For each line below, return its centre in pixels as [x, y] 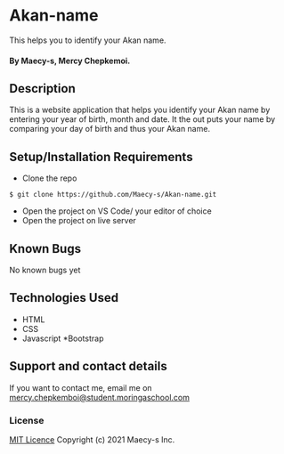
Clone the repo [49, 178]
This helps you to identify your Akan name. [88, 40]
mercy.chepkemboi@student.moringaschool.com [99, 397]
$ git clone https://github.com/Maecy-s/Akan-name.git [113, 195]
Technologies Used [64, 298]
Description [42, 89]
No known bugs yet [45, 270]
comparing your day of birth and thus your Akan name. [110, 129]
